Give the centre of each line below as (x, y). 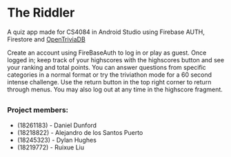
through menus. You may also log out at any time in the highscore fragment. (115, 89)
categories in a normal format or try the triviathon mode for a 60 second (110, 75)
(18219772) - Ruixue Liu (51, 147)
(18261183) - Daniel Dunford (57, 125)
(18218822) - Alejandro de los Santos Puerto (80, 132)
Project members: (38, 110)
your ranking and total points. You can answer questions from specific (107, 67)
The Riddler (41, 13)
